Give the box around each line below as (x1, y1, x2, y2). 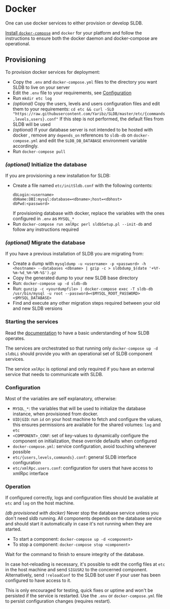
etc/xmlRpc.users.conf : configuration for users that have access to (12, 465, 153, 471)
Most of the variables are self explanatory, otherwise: (5, 395, 117, 402)
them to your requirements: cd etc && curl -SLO (12, 105, 114, 112)
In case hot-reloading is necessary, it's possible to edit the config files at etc (5, 561, 165, 567)
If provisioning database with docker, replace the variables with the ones (12, 210, 165, 217)
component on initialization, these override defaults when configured (12, 438, 157, 444)
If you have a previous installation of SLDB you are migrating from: (5, 251, 144, 257)
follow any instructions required (12, 226, 79, 232)
